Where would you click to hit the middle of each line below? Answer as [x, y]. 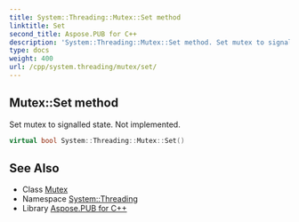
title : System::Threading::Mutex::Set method [95, 17]
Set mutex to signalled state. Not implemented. [95, 124]
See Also [34, 168]
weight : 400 [31, 59]
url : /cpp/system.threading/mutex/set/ [83, 67]
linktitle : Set [37, 26]
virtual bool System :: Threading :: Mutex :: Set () [97, 140]
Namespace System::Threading [80, 199]
